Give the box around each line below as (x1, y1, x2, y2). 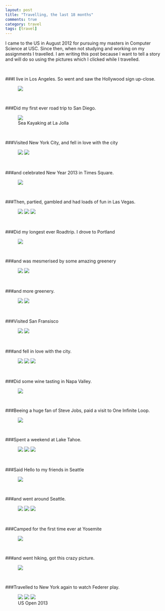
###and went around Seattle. (5, 496, 66, 502)
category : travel (5, 21, 42, 27)
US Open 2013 (18, 600, 48, 606)
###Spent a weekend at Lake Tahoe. (5, 437, 82, 443)
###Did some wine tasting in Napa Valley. (5, 378, 92, 385)
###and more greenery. (5, 288, 55, 294)
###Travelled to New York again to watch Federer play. (5, 584, 120, 590)
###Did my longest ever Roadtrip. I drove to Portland (5, 229, 115, 235)
